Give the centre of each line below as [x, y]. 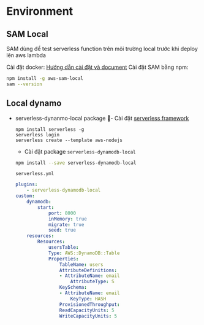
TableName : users [81, 264]
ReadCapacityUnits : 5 [87, 310]
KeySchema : [73, 288]
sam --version [25, 84]
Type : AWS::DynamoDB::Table [84, 253]
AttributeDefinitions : [88, 270]
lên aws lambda [26, 55]
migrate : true [66, 225]
